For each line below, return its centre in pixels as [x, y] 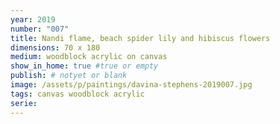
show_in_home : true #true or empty [84, 66]
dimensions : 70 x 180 [55, 47]
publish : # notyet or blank [69, 76]
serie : [24, 103]
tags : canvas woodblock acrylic [77, 94]
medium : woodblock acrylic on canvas [89, 57]
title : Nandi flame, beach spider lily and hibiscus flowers [140, 38]
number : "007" [40, 29]
